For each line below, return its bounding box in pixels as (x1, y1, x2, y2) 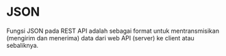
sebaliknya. (6, 41, 39, 49)
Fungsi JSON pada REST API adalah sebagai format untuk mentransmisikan (6, 27, 220, 35)
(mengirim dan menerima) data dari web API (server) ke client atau (6, 33, 194, 42)
